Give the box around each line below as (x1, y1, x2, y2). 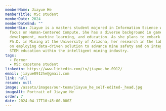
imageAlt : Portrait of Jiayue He (5, 89, 74, 94)
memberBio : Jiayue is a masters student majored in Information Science (5, 26, 158, 30)
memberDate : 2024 (5, 16, 41, 21)
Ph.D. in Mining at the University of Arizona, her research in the (9, 39, 154, 44)
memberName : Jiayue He (5, 7, 52, 12)
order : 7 (5, 94, 23, 99)
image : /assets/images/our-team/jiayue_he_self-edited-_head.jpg (5, 84, 142, 90)
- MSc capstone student (9, 62, 58, 67)
